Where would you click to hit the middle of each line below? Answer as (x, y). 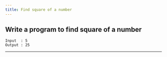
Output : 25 (17, 45)
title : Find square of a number (39, 10)
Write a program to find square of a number (74, 30)
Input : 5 (16, 41)
